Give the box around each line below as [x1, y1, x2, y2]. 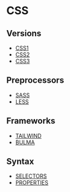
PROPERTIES [15, 179, 49, 186]
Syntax [6, 156, 34, 167]
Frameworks [6, 116, 56, 126]
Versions [6, 28, 42, 39]
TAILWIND [15, 132, 42, 139]
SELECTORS [15, 172, 47, 180]
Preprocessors [6, 75, 64, 86]
